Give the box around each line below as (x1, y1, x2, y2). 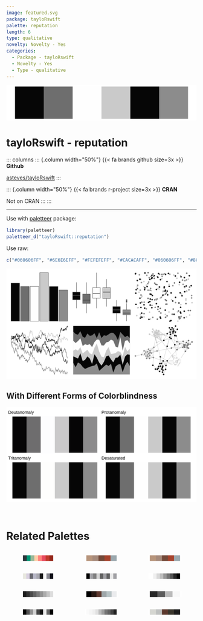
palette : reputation (6, 22, 59, 28)
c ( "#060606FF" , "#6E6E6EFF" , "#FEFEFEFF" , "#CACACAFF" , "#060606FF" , (6, 257, 185, 263)
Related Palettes (6, 529, 90, 543)
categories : (6, 48, 36, 54)
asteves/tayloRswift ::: (6, 174, 62, 181)
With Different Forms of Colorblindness (6, 390, 158, 401)
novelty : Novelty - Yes (6, 42, 66, 48)
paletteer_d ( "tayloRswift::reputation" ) (6, 233, 110, 240)
